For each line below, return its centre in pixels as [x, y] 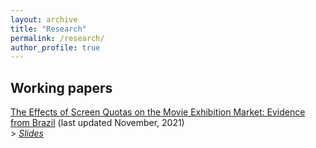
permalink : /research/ [57, 38]
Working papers [61, 87]
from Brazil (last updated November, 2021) [97, 123]
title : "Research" [48, 29]
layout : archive [44, 19]
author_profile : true [55, 47]
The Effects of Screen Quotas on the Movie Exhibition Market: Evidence [158, 112]
